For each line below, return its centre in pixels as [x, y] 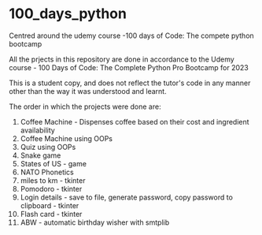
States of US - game [54, 163]
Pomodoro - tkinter [51, 188]
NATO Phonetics [47, 172]
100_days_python [68, 14]
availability [38, 130]
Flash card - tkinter [51, 214]
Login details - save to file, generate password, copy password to [126, 197]
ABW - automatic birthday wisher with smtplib [95, 222]
